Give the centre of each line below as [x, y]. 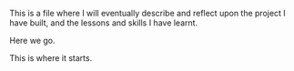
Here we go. [33, 41]
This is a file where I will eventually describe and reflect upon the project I [148, 13]
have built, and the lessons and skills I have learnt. [104, 23]
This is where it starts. [51, 58]
